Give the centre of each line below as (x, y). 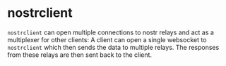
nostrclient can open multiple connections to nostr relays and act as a (111, 32)
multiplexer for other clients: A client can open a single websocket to (107, 39)
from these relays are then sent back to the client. (80, 55)
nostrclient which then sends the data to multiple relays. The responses (113, 47)
